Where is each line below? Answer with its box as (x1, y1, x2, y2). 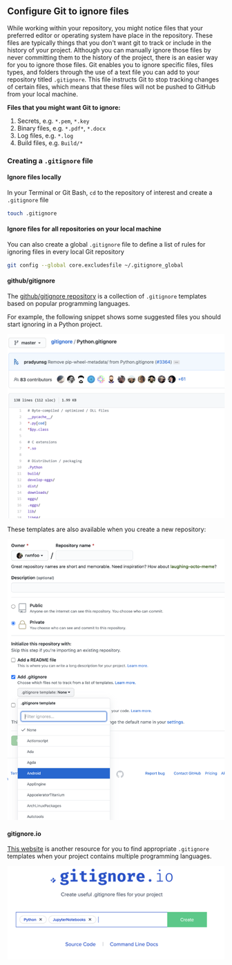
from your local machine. (7, 90, 78, 98)
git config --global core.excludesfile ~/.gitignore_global (7, 262, 184, 269)
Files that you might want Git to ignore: (7, 103, 121, 111)
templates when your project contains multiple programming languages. (7, 852, 212, 861)
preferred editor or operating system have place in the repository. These (7, 31, 213, 39)
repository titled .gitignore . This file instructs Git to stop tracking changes (7, 75, 220, 84)
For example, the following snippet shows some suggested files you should (7, 313, 221, 321)
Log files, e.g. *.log (17, 131, 74, 140)
